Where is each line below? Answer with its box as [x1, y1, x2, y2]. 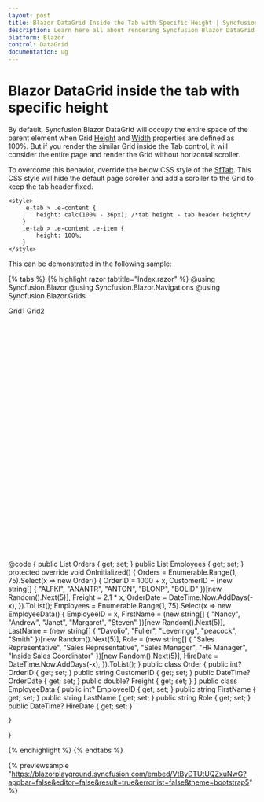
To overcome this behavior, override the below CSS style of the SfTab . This [8, 164, 251, 174]
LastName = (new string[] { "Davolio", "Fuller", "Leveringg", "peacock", [8, 626, 237, 635]
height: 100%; [36, 231, 82, 239]
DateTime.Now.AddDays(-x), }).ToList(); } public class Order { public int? [8, 659, 242, 669]
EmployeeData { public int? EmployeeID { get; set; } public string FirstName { [8, 684, 256, 693]
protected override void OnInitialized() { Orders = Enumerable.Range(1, [8, 567, 237, 577]
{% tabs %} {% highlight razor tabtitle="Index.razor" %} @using [8, 274, 216, 283]
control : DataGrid [8, 41, 68, 49]
